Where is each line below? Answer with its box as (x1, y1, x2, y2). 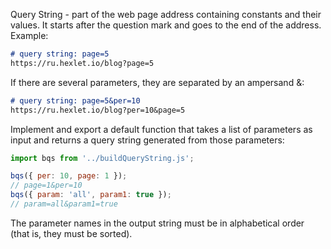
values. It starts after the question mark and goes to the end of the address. (10, 19, 322, 31)
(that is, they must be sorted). (10, 227, 133, 239)
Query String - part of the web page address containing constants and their (10, 9, 322, 20)
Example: (10, 30, 49, 41)
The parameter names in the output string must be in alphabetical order (10, 217, 305, 229)
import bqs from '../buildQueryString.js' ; (10, 153, 195, 163)
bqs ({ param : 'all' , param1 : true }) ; (10, 190, 172, 200)
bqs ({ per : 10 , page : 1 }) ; (10, 171, 128, 181)
